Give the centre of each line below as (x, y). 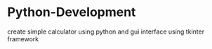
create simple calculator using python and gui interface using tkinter (106, 31)
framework (23, 38)
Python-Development (72, 12)
